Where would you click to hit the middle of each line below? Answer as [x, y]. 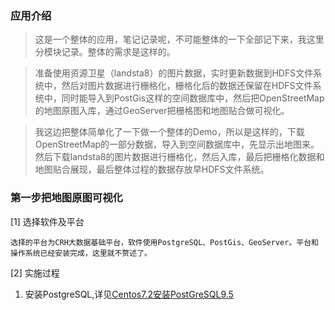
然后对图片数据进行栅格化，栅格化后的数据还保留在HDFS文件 [187, 86]
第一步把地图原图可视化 [66, 198]
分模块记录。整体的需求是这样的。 [105, 52]
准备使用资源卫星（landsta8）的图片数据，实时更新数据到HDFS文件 [174, 73]
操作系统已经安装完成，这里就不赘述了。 [81, 253]
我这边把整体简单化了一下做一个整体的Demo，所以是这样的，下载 [169, 132]
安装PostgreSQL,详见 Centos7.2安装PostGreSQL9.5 [129, 294]
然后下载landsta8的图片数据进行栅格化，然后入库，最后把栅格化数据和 [179, 157]
